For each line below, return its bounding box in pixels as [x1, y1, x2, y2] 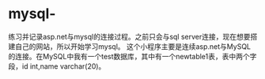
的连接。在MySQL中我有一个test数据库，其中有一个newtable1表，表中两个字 [8, 51, 257, 61]
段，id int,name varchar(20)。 [8, 61, 106, 71]
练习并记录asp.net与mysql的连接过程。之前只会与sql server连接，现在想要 [8, 32, 251, 41]
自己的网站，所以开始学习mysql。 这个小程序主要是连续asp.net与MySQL [14, 41, 252, 51]
